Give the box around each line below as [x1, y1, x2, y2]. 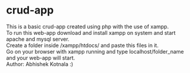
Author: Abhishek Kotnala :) [6, 60, 74, 68]
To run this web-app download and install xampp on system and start [6, 29, 176, 36]
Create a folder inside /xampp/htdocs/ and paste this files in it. [6, 42, 159, 49]
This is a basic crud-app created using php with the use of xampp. [6, 23, 169, 30]
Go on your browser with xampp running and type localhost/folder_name [6, 48, 184, 55]
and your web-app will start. [6, 54, 75, 61]
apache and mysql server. [6, 35, 69, 42]
